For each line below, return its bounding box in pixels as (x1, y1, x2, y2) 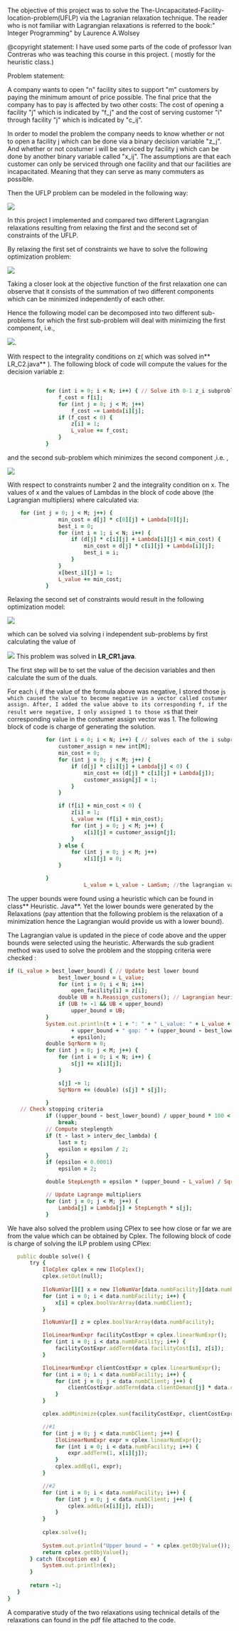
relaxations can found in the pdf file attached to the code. (7, 1615, 176, 1624)
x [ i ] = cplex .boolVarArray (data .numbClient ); (55, 1299, 193, 1307)
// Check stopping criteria (20, 1106, 103, 1113)
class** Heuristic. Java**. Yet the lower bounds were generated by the (7, 902, 214, 910)
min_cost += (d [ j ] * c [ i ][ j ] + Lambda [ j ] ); (83, 769, 215, 776)
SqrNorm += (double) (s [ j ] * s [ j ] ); (58, 1086, 167, 1094)
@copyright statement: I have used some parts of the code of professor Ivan (7, 43, 232, 51)
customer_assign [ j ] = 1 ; (83, 776, 158, 783)
